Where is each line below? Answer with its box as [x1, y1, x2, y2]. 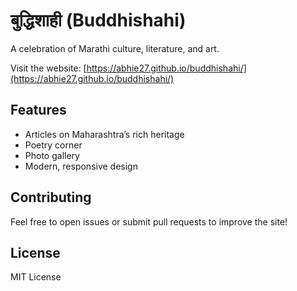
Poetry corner [24, 139, 83, 151]
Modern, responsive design [24, 160, 138, 172]
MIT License [10, 271, 62, 283]
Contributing [10, 189, 92, 206]
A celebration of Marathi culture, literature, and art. [10, 42, 220, 54]
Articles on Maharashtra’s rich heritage [24, 128, 185, 140]
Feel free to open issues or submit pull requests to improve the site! [10, 215, 288, 228]
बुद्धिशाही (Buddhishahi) [10, 9, 187, 32]
